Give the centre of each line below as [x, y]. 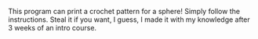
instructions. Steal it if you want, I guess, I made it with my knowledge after [129, 19]
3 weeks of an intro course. [52, 28]
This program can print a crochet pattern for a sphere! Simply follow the [124, 11]
